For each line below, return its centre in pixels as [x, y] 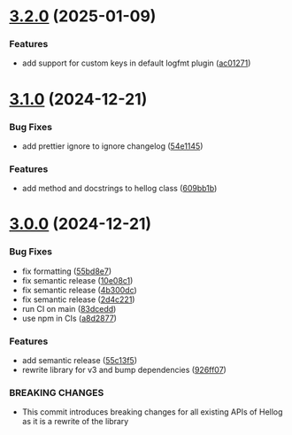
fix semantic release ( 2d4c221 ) [78, 299]
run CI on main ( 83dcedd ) [69, 308]
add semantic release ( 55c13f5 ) [80, 361]
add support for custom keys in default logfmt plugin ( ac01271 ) [136, 63]
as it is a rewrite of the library [75, 422]
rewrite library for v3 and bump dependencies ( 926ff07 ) [124, 370]
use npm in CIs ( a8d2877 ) [69, 318]
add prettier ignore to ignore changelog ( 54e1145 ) [112, 146]
